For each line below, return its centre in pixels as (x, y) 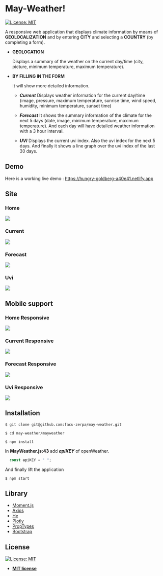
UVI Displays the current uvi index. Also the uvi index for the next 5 (87, 141)
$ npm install (20, 442)
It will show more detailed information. (51, 86)
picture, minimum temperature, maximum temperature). (68, 67)
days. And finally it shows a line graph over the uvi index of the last (87, 145)
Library (16, 493)
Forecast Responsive (31, 364)
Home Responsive (27, 318)
